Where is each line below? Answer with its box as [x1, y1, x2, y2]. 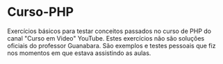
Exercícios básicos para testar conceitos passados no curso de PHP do [7, 27, 212, 35]
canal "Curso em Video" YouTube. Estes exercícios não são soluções [7, 34, 205, 42]
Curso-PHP [7, 4, 74, 20]
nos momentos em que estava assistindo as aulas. [7, 49, 151, 57]
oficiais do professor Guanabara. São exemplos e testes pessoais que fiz [7, 41, 216, 50]
